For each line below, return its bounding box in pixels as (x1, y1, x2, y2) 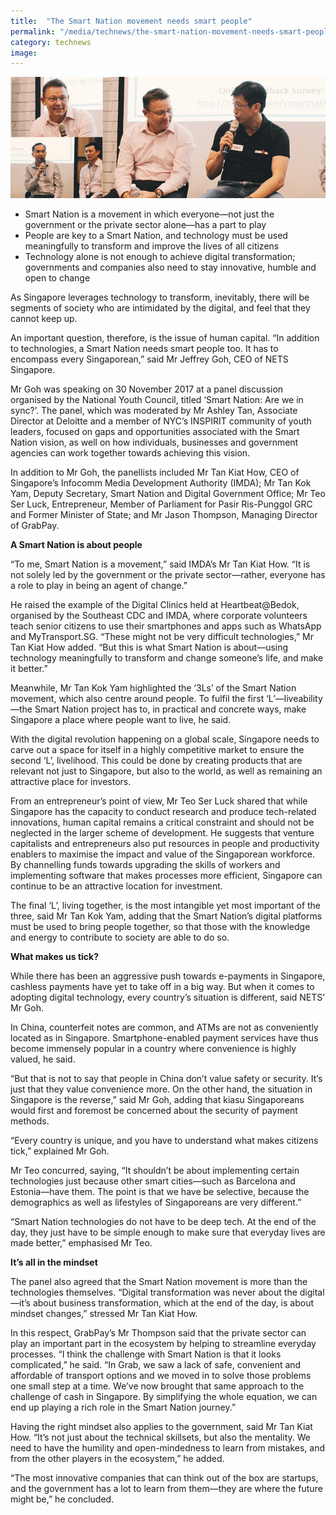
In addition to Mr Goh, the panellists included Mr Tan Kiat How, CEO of (10, 466, 300, 479)
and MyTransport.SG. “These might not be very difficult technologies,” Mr (10, 631, 315, 643)
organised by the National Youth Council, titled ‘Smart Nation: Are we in (10, 394, 304, 406)
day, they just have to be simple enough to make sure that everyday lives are (10, 1226, 326, 1239)
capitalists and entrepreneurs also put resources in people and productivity (10, 838, 320, 850)
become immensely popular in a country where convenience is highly (10, 1043, 297, 1055)
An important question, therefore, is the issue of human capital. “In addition (10, 332, 320, 344)
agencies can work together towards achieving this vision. (10, 447, 251, 459)
